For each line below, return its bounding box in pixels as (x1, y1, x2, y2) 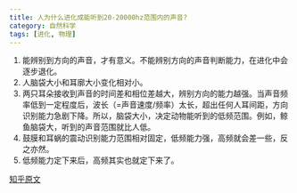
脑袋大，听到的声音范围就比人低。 (29, 122, 156, 133)
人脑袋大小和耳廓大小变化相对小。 (21, 77, 148, 88)
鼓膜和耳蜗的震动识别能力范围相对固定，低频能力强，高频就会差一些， (21, 133, 281, 143)
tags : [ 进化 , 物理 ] (9, 29, 77, 38)
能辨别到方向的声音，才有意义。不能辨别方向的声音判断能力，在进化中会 (21, 55, 288, 66)
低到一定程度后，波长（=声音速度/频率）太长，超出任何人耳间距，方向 (29, 100, 289, 110)
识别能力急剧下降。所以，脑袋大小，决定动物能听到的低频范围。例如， (21, 110, 281, 121)
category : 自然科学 (9, 21, 77, 30)
